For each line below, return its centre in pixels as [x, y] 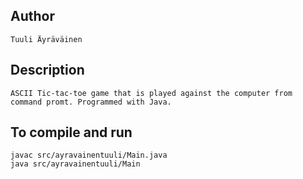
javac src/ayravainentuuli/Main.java [89, 155]
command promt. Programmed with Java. [91, 102]
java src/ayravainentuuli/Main [75, 164]
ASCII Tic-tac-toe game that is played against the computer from [151, 93]
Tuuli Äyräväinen [46, 39]
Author [32, 16]
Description [47, 70]
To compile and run [71, 132]
